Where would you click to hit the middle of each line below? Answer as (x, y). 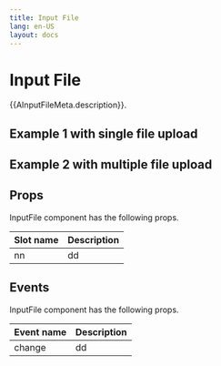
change (30, 347)
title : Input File (44, 18)
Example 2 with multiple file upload (111, 165)
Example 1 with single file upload (104, 133)
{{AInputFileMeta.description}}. (68, 105)
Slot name (36, 239)
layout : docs (34, 35)
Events (30, 288)
